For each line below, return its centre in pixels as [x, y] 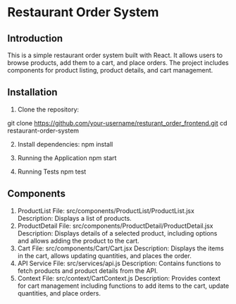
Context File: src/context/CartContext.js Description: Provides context [119, 278]
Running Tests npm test [52, 171]
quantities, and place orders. [59, 293]
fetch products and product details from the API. [88, 270]
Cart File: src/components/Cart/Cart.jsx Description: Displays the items [120, 248]
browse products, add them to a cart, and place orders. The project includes [118, 63]
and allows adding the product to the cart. [78, 241]
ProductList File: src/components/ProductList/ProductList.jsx [106, 211]
